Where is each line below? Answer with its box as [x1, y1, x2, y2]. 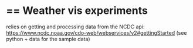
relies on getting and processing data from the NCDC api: [6, 23, 145, 30]
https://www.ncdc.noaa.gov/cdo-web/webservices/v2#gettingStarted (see [6, 29, 187, 36]
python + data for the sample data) [6, 35, 90, 42]
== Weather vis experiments [6, 4, 148, 17]
